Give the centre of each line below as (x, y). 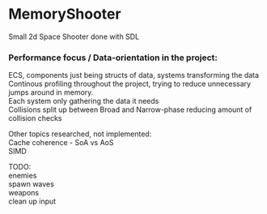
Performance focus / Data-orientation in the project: (113, 58)
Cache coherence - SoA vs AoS (61, 143)
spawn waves (31, 184)
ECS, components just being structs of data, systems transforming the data (134, 75)
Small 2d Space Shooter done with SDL (74, 36)
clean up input (32, 201)
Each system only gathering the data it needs (84, 101)
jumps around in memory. (51, 92)
